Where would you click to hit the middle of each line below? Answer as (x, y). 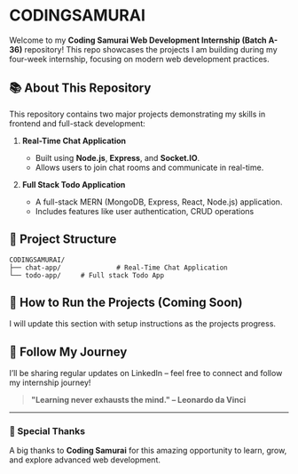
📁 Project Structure (63, 240)
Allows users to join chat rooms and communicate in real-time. (149, 167)
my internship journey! (50, 382)
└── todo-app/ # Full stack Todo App (87, 275)
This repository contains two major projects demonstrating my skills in (137, 114)
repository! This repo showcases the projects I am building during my (151, 49)
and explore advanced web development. (85, 460)
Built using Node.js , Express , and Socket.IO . (118, 157)
